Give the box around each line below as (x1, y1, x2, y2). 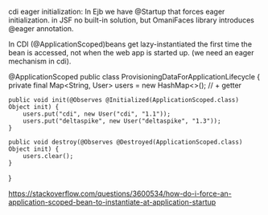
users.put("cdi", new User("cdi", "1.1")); (23, 110, 171, 118)
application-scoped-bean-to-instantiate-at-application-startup (8, 197, 216, 207)
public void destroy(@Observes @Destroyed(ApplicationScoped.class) (8, 138, 243, 146)
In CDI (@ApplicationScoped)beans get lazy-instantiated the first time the (8, 39, 252, 49)
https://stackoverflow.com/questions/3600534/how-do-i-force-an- (8, 189, 232, 198)
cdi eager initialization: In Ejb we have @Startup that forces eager (8, 7, 225, 16)
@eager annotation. (8, 24, 74, 33)
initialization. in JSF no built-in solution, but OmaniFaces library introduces (8, 15, 255, 25)
